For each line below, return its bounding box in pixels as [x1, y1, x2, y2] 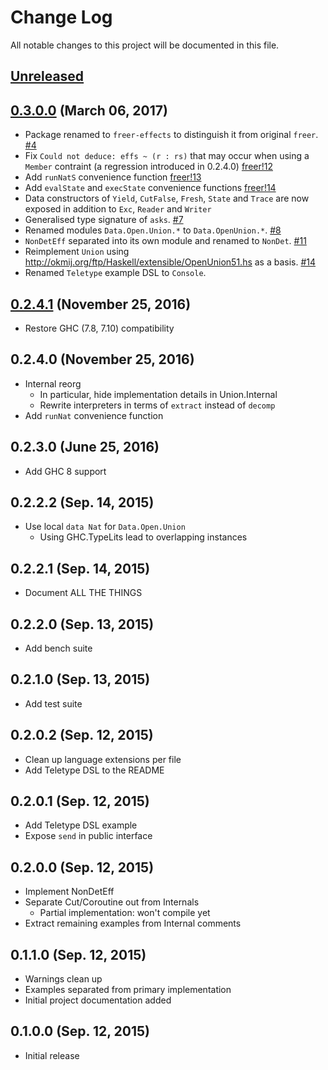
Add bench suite [24, 642, 93, 655]
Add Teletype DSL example [24, 819, 138, 831]
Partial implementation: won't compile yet [39, 907, 211, 919]
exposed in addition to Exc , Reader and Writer [24, 203, 212, 215]
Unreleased [10, 68, 85, 85]
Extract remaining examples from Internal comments [24, 917, 242, 930]
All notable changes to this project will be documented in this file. [10, 39, 280, 51]
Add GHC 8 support [24, 465, 107, 477]
